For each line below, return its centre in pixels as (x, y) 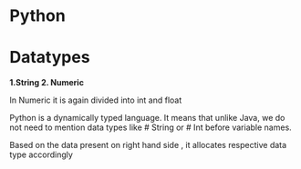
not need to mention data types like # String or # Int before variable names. (150, 127)
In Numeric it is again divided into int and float (96, 100)
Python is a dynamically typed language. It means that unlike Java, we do (147, 118)
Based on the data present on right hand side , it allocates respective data (148, 145)
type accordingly (41, 154)
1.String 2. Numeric (47, 83)
